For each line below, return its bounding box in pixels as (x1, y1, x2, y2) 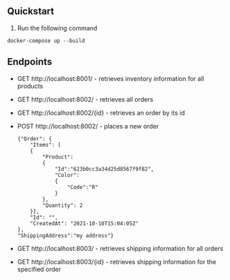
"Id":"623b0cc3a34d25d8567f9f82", (54, 165, 154, 172)
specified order (17, 265, 61, 273)
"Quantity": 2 (42, 202, 83, 209)
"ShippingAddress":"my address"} (17, 232, 114, 239)
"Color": (54, 171, 80, 178)
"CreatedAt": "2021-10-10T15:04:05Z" (30, 220, 139, 227)
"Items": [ (30, 141, 62, 148)
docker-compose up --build (7, 37, 85, 44)
